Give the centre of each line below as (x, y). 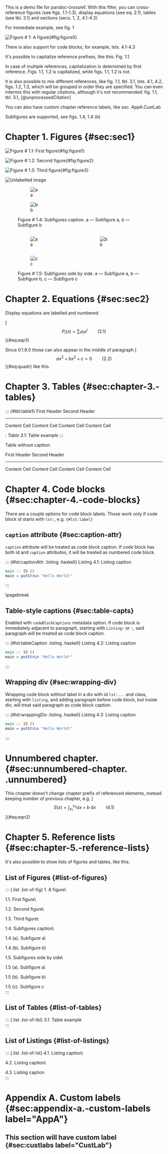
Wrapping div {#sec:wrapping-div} (61, 682)
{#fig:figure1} (71, 151)
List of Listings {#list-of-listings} (57, 1041)
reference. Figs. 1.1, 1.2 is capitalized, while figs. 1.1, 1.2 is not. (68, 72)
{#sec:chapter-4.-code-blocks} (73, 500)
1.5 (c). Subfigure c (25, 987)
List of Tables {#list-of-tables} (53, 1008)
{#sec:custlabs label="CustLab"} (59, 1145)
